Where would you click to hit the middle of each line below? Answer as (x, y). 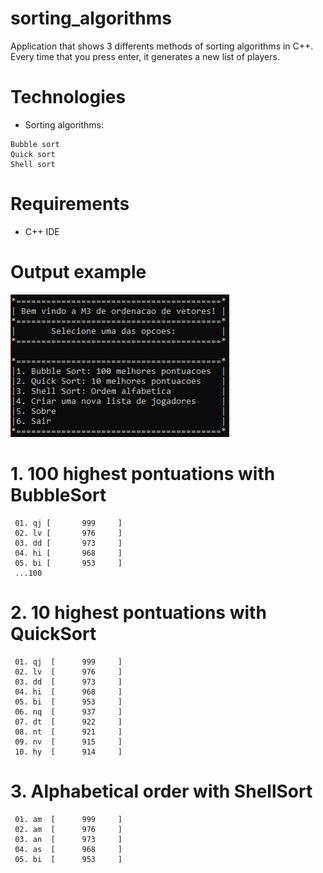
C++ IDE (42, 231)
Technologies (68, 97)
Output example (78, 272)
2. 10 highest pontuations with (138, 612)
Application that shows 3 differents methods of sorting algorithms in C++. (162, 46)
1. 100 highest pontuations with (143, 473)
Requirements (70, 204)
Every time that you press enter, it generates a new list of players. (145, 56)
